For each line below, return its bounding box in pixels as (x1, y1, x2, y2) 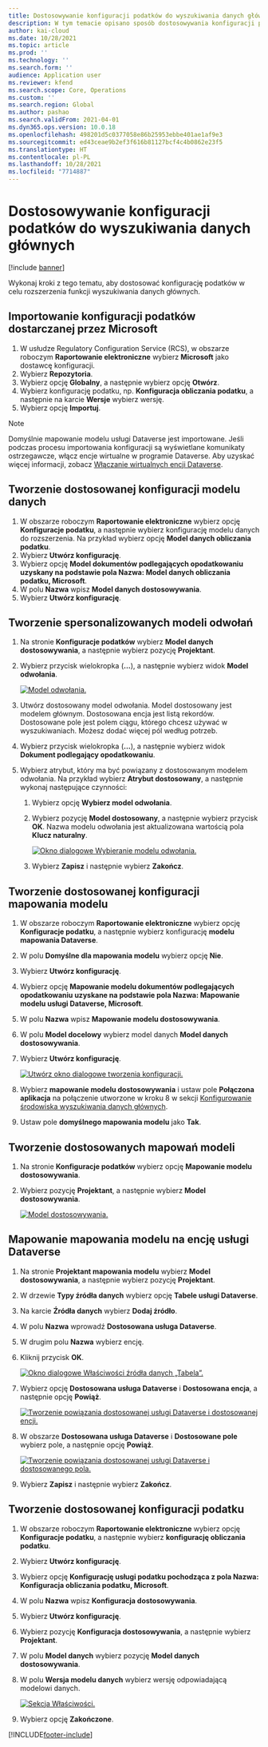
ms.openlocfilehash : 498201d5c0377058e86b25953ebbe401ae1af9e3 (8, 130, 223, 138)
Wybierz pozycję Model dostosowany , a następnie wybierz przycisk (31, 813, 258, 824)
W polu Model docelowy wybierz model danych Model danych (19, 1030, 229, 1039)
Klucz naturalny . (31, 831, 88, 840)
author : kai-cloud (8, 26, 69, 34)
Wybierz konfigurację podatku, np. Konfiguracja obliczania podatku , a (19, 385, 254, 396)
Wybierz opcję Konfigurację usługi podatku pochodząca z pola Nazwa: (19, 1572, 259, 1581)
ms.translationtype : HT (8, 146, 88, 154)
